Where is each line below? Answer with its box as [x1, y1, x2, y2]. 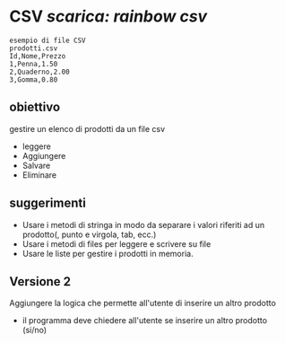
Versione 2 [9, 274, 72, 289]
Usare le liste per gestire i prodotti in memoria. [22, 248, 194, 259]
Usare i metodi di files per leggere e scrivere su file [22, 238, 212, 249]
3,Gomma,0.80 [9, 75, 58, 84]
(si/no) [22, 325, 47, 336]
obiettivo [9, 100, 61, 115]
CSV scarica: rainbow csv [9, 6, 208, 27]
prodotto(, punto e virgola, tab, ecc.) [22, 229, 157, 240]
